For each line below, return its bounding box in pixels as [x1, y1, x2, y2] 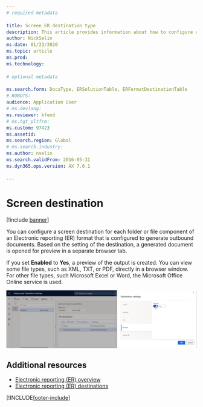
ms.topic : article [6, 48, 53, 55]
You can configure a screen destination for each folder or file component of [6, 228, 195, 236]
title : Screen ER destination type [6, 22, 96, 28]
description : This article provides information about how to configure [6, 29, 193, 35]
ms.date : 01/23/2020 [6, 42, 59, 48]
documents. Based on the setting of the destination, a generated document [6, 241, 193, 248]
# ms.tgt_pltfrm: [6, 118, 50, 124]
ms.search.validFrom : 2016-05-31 [6, 157, 91, 163]
